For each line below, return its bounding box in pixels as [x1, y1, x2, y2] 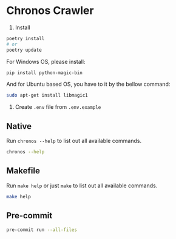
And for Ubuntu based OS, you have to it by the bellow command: [6, 80, 171, 88]
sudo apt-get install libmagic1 [6, 92, 88, 99]
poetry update [6, 47, 42, 53]
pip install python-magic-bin [6, 69, 83, 76]
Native [6, 121, 32, 131]
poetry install [6, 35, 45, 41]
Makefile [6, 165, 41, 176]
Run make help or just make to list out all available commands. [6, 182, 158, 189]
